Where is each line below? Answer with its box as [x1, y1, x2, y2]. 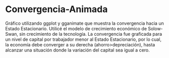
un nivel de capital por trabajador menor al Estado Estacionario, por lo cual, [5, 36, 162, 42]
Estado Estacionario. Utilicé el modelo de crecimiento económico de [5, 25, 147, 31]
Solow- [148, 25, 163, 31]
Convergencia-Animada [5, 4, 108, 15]
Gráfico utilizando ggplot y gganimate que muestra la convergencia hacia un [5, 20, 164, 26]
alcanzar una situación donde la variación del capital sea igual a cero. [5, 47, 150, 53]
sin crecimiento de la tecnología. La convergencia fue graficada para [19, 31, 162, 37]
